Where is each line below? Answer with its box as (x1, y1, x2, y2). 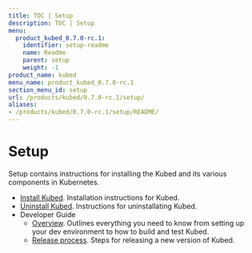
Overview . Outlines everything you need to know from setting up (31, 218, 245, 227)
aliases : (8, 101, 38, 109)
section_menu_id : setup (8, 85, 88, 94)
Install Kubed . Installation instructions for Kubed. (19, 192, 180, 202)
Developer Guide (19, 209, 76, 219)
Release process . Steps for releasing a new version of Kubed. (31, 235, 235, 244)
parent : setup (22, 57, 70, 65)
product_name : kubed (8, 71, 78, 79)
